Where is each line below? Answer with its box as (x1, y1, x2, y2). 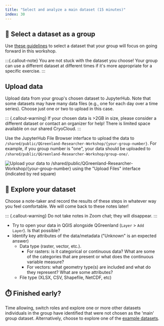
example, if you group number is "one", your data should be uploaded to (5, 146, 151, 152)
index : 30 (5, 12, 25, 17)
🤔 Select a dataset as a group (5, 30, 95, 38)
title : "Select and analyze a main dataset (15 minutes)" (5, 7, 126, 12)
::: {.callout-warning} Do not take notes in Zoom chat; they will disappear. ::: (5, 213, 158, 218)
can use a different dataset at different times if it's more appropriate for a (5, 63, 153, 69)
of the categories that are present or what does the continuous (26, 253, 154, 259)
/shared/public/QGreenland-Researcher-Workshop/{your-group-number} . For (5, 140, 157, 146)
